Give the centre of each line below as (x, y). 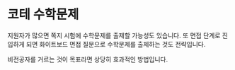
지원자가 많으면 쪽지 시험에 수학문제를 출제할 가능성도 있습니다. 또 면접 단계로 (114, 35)
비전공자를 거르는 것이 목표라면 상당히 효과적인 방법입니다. (88, 59)
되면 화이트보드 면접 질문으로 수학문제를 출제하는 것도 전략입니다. (116, 44)
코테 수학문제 (43, 14)
